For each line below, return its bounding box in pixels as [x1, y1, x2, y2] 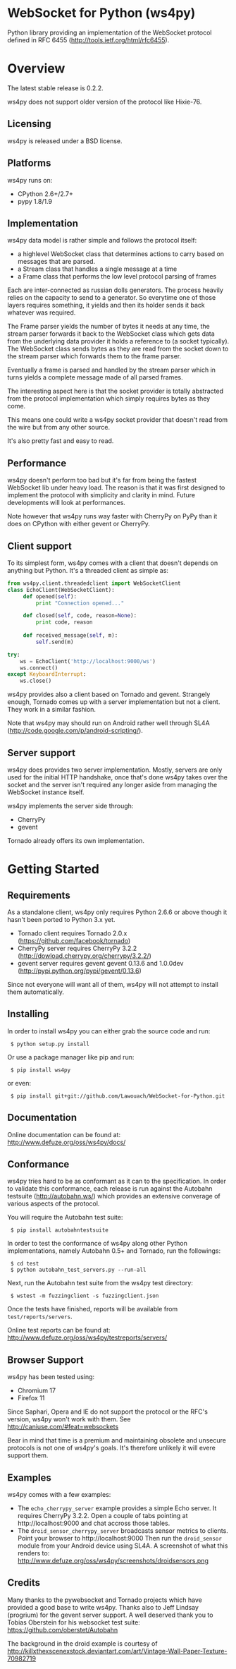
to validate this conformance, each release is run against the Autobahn [7, 1184, 213, 1193]
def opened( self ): [23, 593, 77, 600]
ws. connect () [20, 664, 58, 672]
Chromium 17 [17, 1386, 56, 1395]
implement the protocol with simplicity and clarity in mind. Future [7, 491, 196, 499]
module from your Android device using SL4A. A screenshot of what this [17, 1541, 228, 1550]
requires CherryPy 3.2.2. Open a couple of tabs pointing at [17, 1512, 188, 1520]
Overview [7, 61, 66, 77]
